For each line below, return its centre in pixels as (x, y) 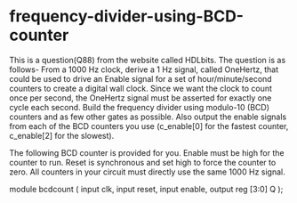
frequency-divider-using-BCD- (127, 16)
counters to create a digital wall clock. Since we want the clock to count (141, 88)
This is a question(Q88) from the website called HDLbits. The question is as (148, 60)
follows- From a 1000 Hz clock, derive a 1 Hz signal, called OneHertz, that (144, 69)
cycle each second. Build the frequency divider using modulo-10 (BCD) (139, 107)
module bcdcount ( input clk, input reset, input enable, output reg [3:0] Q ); (146, 189)
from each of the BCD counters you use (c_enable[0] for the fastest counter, (149, 126)
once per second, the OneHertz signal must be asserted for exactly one (140, 97)
